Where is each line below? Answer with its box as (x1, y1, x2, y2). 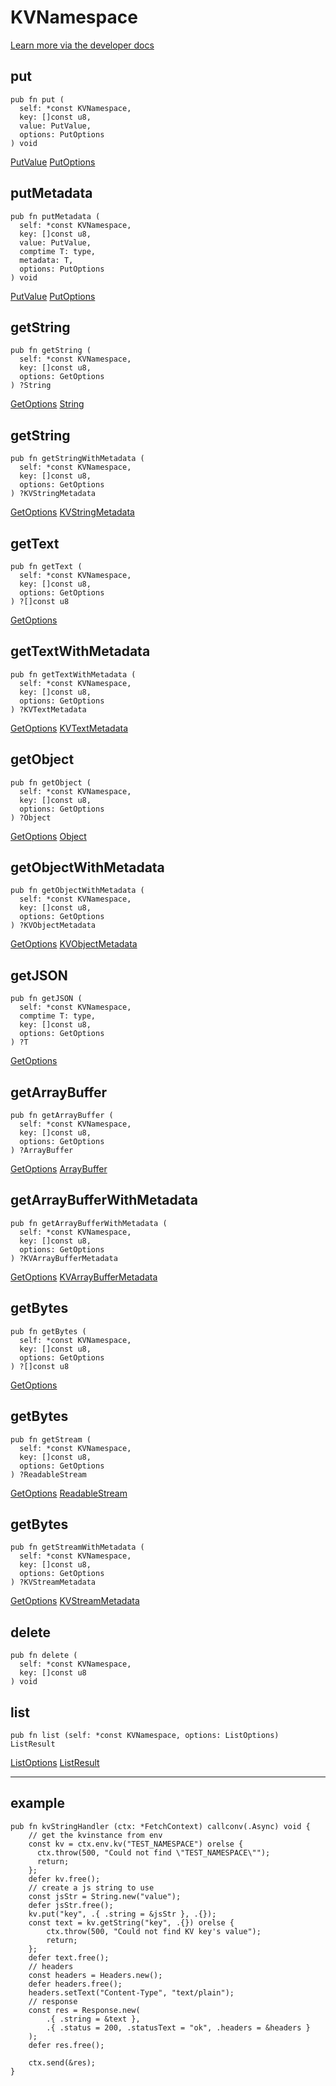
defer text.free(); (28, 1952, 110, 1963)
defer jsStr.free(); (28, 1900, 114, 1910)
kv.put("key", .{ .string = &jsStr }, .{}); (28, 1909, 217, 1919)
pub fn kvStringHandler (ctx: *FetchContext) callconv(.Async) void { (10, 1821, 311, 1831)
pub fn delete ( (10, 1651, 78, 1661)
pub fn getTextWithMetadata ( (10, 669, 137, 680)
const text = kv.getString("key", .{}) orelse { (28, 1917, 235, 1928)
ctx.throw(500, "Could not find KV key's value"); (46, 1926, 262, 1936)
